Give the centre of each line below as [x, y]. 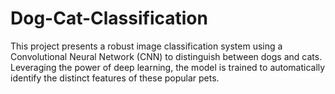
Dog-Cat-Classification [109, 18]
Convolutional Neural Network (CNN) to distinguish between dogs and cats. [166, 56]
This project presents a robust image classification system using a [146, 46]
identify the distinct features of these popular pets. [115, 78]
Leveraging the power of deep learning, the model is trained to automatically [168, 67]
